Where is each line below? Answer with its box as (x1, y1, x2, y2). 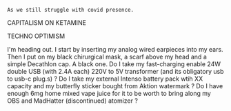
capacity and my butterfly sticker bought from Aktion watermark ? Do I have (7, 82, 223, 90)
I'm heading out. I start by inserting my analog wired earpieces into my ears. (7, 46, 223, 53)
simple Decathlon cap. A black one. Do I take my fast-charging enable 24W (7, 60, 221, 68)
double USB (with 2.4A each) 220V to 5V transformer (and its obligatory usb (7, 68, 224, 75)
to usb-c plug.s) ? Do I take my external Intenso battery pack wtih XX (7, 74, 203, 83)
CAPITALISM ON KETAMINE (7, 19, 86, 27)
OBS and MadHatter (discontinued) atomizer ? (7, 97, 138, 105)
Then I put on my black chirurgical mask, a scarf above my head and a (7, 52, 207, 61)
